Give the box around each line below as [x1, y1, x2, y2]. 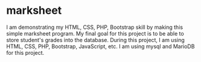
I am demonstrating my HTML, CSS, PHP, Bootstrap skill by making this [6, 23, 183, 31]
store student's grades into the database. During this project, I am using [6, 36, 185, 43]
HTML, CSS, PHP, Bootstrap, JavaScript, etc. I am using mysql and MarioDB [6, 43, 195, 50]
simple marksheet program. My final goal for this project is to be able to [6, 29, 184, 37]
